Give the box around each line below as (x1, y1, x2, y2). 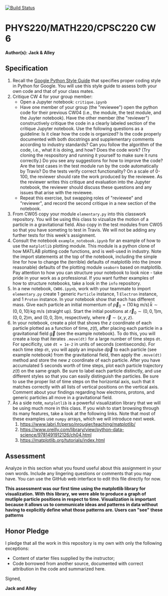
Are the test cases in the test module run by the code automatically (20, 163, 159, 169)
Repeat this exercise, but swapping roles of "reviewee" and (20, 195, 143, 201)
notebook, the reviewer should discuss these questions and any (20, 184, 152, 190)
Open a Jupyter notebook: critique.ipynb (20, 98, 107, 105)
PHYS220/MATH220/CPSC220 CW (5, 23, 156, 34)
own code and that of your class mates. (12, 88, 94, 94)
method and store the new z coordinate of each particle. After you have (12, 357, 160, 364)
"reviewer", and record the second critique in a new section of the (20, 200, 156, 206)
